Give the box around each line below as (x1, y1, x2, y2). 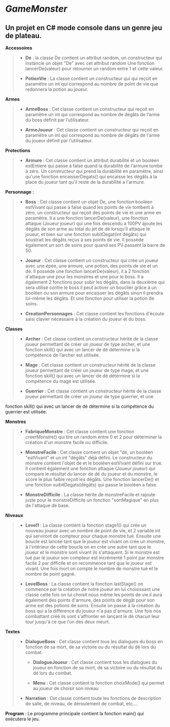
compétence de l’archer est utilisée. (25, 352, 100, 358)
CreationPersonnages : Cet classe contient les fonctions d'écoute (25, 310, 164, 317)
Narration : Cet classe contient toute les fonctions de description (25, 695, 161, 701)
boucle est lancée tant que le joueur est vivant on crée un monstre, (25, 538, 165, 544)
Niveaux (5, 512, 24, 518)
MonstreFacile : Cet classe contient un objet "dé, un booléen (25, 449, 153, 455)
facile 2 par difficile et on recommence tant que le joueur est (25, 560, 152, 566)
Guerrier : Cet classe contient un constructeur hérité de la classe (25, 388, 161, 394)
